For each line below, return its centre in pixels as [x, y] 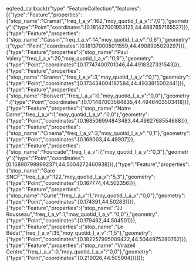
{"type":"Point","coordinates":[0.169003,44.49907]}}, [70, 139]
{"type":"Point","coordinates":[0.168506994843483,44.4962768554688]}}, [97, 121]
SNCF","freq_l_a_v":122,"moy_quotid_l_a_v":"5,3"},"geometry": [81, 177]
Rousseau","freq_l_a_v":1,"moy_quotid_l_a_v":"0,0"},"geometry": [83, 214]
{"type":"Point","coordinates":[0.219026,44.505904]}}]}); [75, 258]
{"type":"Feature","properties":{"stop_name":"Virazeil [71, 245]
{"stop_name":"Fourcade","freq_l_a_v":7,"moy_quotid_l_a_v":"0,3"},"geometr [97, 152]
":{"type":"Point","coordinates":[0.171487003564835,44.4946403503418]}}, [98, 102]
